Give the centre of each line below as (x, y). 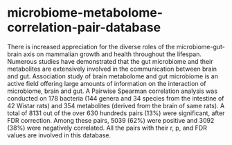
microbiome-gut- (200, 46)
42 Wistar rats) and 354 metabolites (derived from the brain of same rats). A (116, 105)
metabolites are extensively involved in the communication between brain (112, 69)
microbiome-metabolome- (85, 13)
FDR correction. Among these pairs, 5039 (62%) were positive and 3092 (111, 120)
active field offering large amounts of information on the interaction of (107, 83)
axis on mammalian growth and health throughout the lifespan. (113, 54)
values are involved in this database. (59, 135)
